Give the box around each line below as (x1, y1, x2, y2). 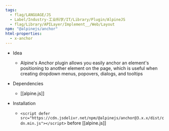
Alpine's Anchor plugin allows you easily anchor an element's (20, 60, 149, 66)
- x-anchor (10, 36, 33, 41)
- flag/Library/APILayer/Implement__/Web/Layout (10, 21, 115, 27)
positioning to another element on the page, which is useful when (20, 65, 158, 71)
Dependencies (12, 80, 44, 87)
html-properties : (5, 31, 42, 36)
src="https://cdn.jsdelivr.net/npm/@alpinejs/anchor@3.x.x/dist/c (20, 115, 164, 120)
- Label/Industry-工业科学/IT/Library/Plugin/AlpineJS (10, 17, 126, 22)
